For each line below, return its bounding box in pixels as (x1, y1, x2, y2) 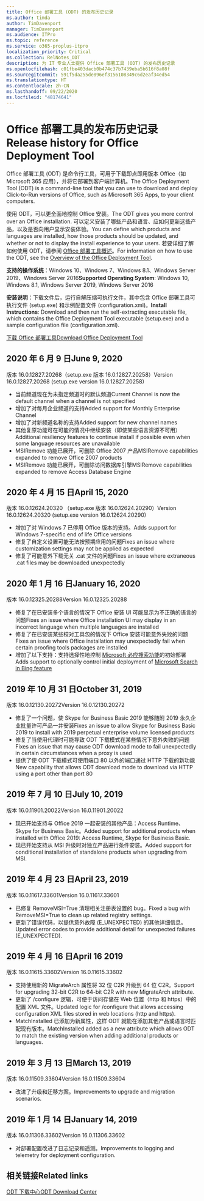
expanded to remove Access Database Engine (15, 468, 132, 475)
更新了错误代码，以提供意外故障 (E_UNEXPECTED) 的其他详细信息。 (15, 918, 187, 926)
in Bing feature (15, 665, 52, 672)
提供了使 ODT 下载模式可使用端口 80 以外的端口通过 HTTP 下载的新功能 (15, 756, 195, 764)
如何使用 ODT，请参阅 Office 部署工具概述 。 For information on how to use (6, 247, 193, 254)
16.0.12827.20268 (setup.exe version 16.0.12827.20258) (6, 377, 145, 385)
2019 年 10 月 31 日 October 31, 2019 (6, 684, 142, 694)
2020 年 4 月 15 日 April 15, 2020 (6, 487, 129, 497)
